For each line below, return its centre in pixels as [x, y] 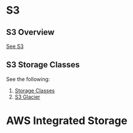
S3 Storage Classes [43, 65]
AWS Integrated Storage [67, 121]
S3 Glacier [27, 97]
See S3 [15, 46]
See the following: [28, 79]
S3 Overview [30, 32]
